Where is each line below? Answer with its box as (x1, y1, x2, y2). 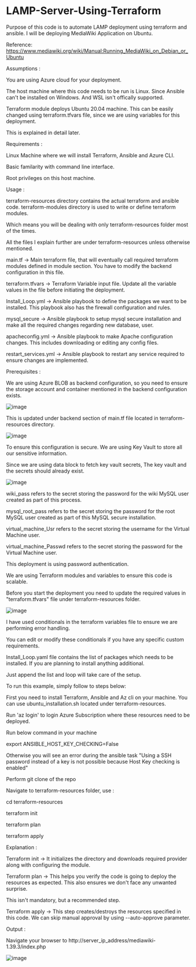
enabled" (6, 764, 28, 771)
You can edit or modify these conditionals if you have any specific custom (6, 636, 184, 643)
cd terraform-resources (6, 798, 63, 805)
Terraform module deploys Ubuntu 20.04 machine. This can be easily (6, 105, 174, 112)
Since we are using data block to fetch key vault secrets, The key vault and (6, 461, 187, 468)
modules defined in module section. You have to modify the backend (6, 262, 172, 269)
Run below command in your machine (6, 729, 98, 736)
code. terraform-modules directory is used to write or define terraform (6, 203, 176, 211)
